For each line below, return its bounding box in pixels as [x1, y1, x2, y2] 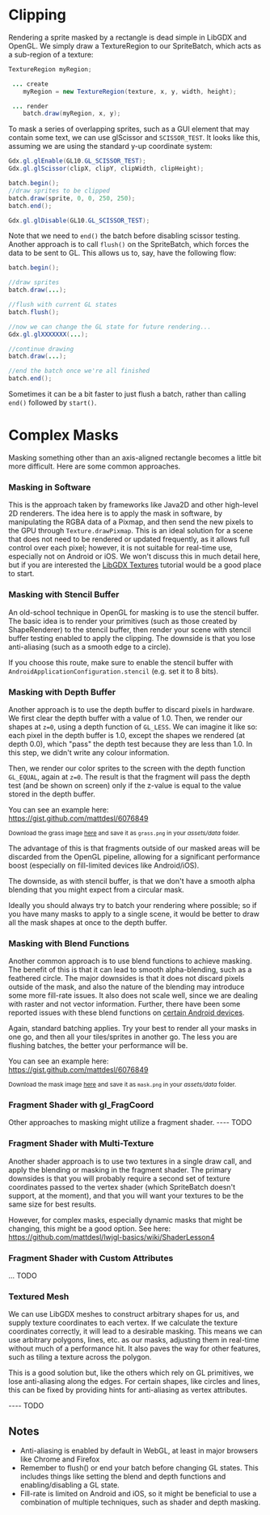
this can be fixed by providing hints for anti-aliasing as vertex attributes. [8, 1386, 248, 1395]
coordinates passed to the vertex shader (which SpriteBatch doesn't [8, 1182, 236, 1191]
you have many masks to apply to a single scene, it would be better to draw [8, 909, 260, 919]
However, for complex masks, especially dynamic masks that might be [8, 1215, 243, 1224]
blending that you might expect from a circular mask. [8, 885, 184, 894]
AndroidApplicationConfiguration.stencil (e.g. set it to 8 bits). [8, 666, 219, 676]
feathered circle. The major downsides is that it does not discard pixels [8, 974, 245, 983]
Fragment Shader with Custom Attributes [8, 1252, 174, 1263]
